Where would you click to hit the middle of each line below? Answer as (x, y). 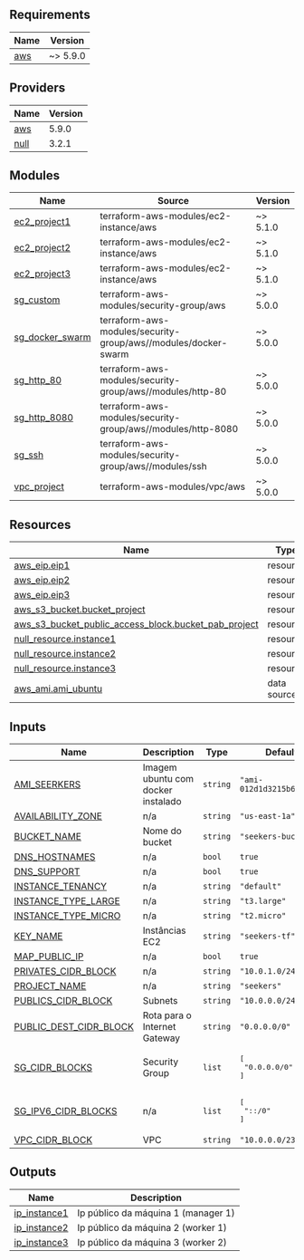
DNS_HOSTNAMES (55, 857)
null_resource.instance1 (65, 640)
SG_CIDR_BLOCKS (53, 1067)
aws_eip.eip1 (42, 565)
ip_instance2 (41, 1227)
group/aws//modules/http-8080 (169, 429)
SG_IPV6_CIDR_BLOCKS (66, 1111)
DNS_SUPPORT (47, 871)
